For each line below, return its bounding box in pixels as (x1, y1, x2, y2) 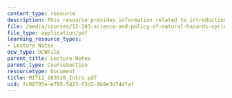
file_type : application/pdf (7, 29, 88, 37)
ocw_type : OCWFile (7, 49, 60, 56)
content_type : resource (7, 10, 76, 17)
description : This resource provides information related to (7, 17, 187, 23)
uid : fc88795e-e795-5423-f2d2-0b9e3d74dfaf (7, 81, 135, 88)
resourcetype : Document (7, 68, 76, 75)
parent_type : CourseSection (7, 61, 88, 68)
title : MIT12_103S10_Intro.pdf (7, 74, 97, 81)
